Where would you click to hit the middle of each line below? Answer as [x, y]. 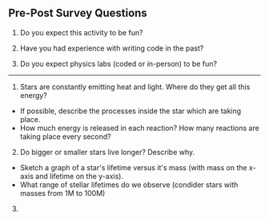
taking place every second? [65, 136]
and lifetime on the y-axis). [80, 176]
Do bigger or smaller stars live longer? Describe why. [107, 152]
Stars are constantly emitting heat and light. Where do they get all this [135, 87]
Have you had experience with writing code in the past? [112, 48]
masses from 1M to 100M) [62, 193]
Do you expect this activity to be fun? [81, 32]
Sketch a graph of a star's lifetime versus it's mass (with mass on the [133, 167]
